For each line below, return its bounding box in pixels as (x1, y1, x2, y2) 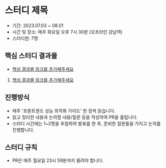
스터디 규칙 (5, 143, 38, 152)
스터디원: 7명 (12, 35, 39, 41)
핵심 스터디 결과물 (5, 51, 58, 60)
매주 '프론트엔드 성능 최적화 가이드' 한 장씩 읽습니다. (12, 107, 116, 114)
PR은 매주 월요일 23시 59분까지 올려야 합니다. (12, 157, 104, 163)
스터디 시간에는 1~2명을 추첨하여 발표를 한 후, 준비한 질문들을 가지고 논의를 (12, 120, 161, 126)
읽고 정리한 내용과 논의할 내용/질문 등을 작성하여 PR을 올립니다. (12, 114, 138, 120)
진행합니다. (12, 127, 35, 133)
